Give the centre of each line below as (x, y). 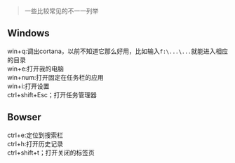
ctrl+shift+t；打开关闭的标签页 (51, 153)
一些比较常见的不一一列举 (61, 11)
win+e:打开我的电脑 (36, 69)
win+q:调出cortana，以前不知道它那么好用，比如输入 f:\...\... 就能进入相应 (118, 51)
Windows (28, 33)
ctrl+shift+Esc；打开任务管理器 (52, 94)
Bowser (25, 117)
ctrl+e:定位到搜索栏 (35, 135)
